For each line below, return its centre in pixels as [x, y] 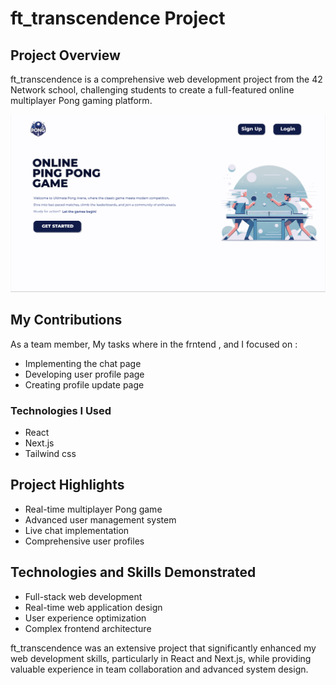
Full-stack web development [83, 596]
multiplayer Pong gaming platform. [81, 100]
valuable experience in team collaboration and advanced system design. [159, 669]
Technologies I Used [61, 410]
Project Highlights [67, 485]
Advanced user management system [100, 519]
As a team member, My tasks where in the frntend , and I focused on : [154, 344]
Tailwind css [50, 454]
